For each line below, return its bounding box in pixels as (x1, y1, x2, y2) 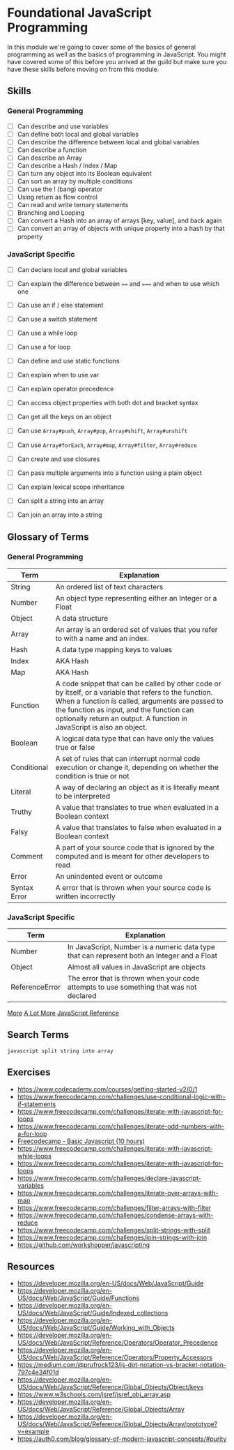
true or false (55, 742, 95, 752)
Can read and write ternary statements (17, 201, 129, 209)
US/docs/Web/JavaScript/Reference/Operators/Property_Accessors (17, 1353, 212, 1361)
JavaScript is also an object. (55, 722, 148, 732)
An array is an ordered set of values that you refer (55, 624, 218, 634)
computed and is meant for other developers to (55, 851, 210, 861)
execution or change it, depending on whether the (55, 762, 219, 772)
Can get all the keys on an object (17, 413, 112, 421)
